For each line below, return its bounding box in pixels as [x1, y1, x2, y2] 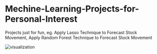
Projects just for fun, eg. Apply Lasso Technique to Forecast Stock [5, 29, 137, 35]
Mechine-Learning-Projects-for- [5, 3, 140, 14]
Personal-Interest [5, 13, 78, 25]
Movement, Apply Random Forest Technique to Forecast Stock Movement [5, 35, 153, 40]
